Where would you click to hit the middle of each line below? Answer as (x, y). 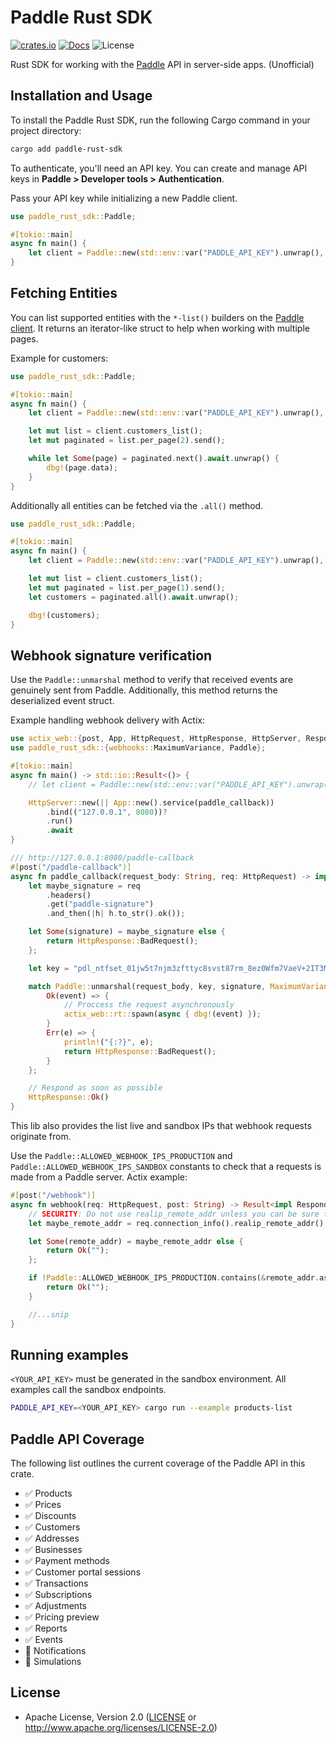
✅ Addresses (52, 1538)
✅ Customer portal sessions (83, 1572)
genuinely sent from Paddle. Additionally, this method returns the (144, 690)
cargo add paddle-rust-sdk (66, 149)
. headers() (69, 895)
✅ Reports (46, 1628)
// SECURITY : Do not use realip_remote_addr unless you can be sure (174, 1214)
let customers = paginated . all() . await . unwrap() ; (134, 597)
